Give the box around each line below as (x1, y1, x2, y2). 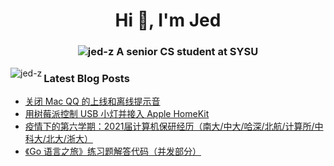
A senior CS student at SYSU (116, 45, 259, 59)
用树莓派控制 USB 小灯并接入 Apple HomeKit (24, 108, 210, 120)
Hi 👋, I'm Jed (114, 9, 222, 32)
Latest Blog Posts (43, 72, 130, 86)
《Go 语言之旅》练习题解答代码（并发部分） (24, 145, 202, 158)
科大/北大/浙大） (24, 133, 93, 145)
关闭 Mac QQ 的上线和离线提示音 (24, 95, 161, 108)
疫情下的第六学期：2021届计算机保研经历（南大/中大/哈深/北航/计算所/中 (24, 120, 324, 133)
